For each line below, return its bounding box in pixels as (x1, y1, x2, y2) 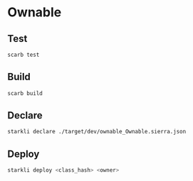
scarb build (7, 89, 43, 97)
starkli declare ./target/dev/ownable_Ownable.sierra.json (7, 128, 187, 136)
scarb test (7, 51, 40, 58)
